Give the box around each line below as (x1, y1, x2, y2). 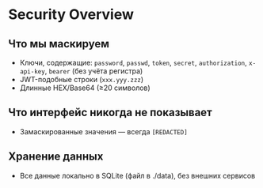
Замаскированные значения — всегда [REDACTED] (19, 126, 188, 136)
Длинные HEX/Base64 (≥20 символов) (19, 83, 151, 92)
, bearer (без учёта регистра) (44, 66, 143, 76)
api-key (19, 68, 45, 76)
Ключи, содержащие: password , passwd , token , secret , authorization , (19, 58, 247, 67)
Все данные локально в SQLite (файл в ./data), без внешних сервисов (19, 171, 256, 180)
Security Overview (8, 6, 135, 24)
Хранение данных (8, 150, 104, 164)
